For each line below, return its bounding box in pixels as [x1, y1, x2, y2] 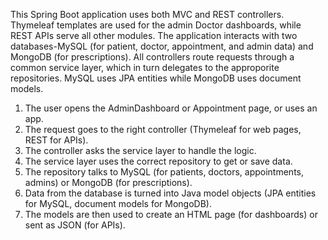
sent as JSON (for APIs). [24, 219, 126, 231]
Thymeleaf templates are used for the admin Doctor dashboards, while [10, 19, 302, 31]
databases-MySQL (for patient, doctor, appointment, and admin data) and [10, 40, 314, 52]
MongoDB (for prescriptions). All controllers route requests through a [10, 51, 295, 63]
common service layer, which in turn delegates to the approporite [10, 62, 280, 73]
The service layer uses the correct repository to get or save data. [24, 155, 293, 167]
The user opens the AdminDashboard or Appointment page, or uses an [24, 102, 318, 114]
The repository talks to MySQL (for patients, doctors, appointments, [24, 166, 305, 178]
